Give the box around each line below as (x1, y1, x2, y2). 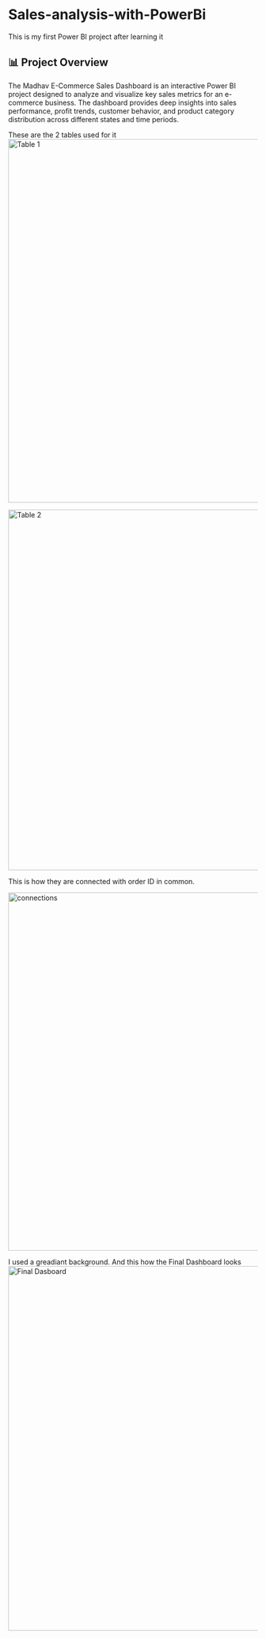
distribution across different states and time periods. (8, 114, 180, 124)
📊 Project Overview (8, 56, 108, 69)
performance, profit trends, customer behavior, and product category (8, 106, 235, 116)
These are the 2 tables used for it (8, 129, 117, 140)
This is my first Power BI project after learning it (8, 32, 164, 41)
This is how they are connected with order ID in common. (8, 876, 196, 886)
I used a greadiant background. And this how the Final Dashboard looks (8, 1256, 241, 1267)
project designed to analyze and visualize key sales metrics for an (8, 89, 223, 98)
